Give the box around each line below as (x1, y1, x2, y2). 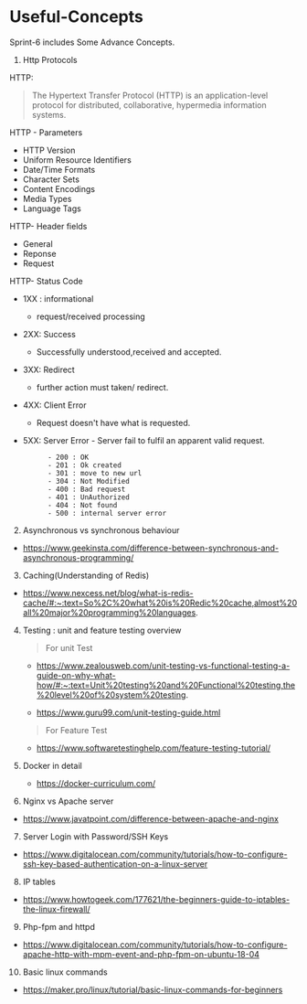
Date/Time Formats (22, 164, 96, 175)
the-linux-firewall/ (22, 903, 91, 914)
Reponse (22, 248, 57, 259)
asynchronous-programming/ (22, 551, 134, 563)
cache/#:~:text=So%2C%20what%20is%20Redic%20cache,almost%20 (22, 597, 298, 608)
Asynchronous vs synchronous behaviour (22, 524, 180, 536)
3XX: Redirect (22, 364, 75, 375)
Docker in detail (22, 760, 82, 771)
